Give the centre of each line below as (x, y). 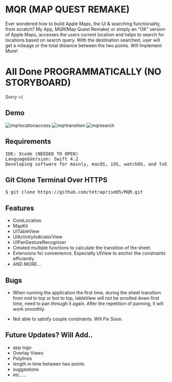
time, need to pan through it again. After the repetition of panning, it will (88, 303)
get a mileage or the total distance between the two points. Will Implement (84, 45)
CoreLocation (27, 221)
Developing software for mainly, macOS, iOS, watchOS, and (81, 164)
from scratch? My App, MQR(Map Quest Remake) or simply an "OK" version (85, 29)
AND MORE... (27, 264)
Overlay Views (28, 353)
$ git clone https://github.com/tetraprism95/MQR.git (74, 192)
